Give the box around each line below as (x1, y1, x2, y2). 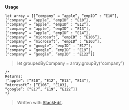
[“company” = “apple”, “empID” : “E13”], (5, 26, 91, 31)
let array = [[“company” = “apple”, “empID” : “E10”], (5, 14, 119, 18)
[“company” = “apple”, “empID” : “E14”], (5, 31, 91, 36)
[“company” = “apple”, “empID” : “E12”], (5, 22, 91, 27)
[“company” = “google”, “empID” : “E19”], (5, 48, 93, 53)
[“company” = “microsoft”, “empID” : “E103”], (5, 39, 102, 44)
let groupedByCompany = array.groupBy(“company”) (17, 60, 125, 66)
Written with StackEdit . (17, 100, 64, 105)
